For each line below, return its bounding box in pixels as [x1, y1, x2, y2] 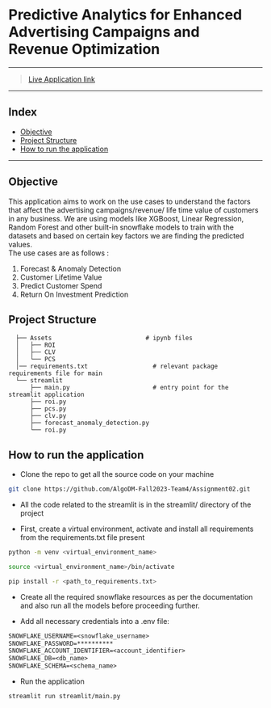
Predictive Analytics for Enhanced [8, 6, 243, 24]
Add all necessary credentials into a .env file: [19, 616, 169, 626]
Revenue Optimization [8, 40, 161, 58]
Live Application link [27, 74, 95, 84]
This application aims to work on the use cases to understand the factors [8, 196, 252, 206]
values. [8, 239, 32, 249]
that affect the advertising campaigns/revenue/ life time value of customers [8, 204, 259, 215]
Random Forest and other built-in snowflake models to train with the [8, 222, 234, 232]
